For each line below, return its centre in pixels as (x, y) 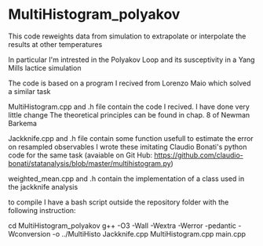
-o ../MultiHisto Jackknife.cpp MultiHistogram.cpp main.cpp (149, 233)
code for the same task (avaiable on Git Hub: (80, 155)
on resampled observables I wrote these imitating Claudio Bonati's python (128, 147)
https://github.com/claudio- (199, 155)
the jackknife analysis (43, 186)
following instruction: (42, 210)
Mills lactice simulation (45, 67)
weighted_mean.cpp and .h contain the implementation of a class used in (126, 179)
